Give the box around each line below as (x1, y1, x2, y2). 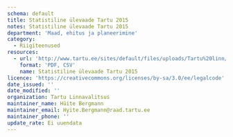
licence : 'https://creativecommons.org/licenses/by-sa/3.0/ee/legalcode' (7, 74, 225, 82)
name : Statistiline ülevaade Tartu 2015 (19, 68, 138, 75)
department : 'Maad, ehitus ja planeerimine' (7, 29, 138, 37)
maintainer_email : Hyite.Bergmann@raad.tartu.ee (7, 107, 150, 113)
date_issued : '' (7, 81, 54, 88)
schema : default (7, 10, 54, 17)
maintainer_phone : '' (7, 113, 70, 120)
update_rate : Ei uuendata (7, 119, 82, 127)
